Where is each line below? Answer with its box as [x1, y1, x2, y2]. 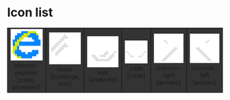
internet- [13, 61, 40, 69]
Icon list [7, 5, 53, 20]
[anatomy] [88, 76, 118, 84]
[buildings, [50, 72, 80, 80]
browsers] [12, 83, 41, 91]
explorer [14, 69, 39, 77]
